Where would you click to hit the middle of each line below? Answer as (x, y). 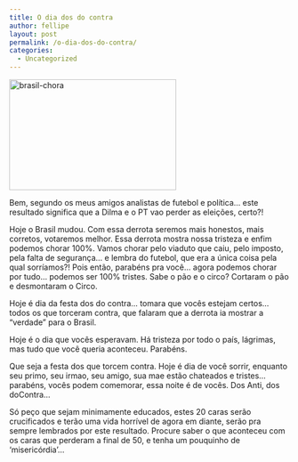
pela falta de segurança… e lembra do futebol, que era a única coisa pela (143, 258)
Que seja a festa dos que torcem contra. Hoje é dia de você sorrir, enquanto (148, 366)
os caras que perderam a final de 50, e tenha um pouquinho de (125, 440)
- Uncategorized (47, 59)
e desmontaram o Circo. (53, 286)
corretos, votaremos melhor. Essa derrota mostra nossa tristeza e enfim (141, 239)
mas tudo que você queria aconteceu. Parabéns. (98, 349)
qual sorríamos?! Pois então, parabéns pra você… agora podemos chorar (143, 267)
